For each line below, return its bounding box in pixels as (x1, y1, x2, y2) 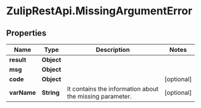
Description (95, 46, 130, 54)
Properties (6, 28, 47, 38)
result (9, 55, 27, 64)
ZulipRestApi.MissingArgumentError (6, 4, 193, 18)
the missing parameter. (66, 92, 132, 100)
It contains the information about (66, 85, 159, 93)
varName (9, 88, 36, 97)
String (41, 88, 60, 97)
